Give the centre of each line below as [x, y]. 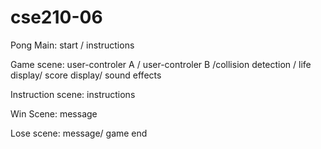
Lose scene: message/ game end [79, 133]
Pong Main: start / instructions [72, 45]
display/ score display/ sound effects [86, 75]
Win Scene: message [54, 113]
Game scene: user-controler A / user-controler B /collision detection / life [161, 64]
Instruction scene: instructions [73, 94]
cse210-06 [56, 17]
